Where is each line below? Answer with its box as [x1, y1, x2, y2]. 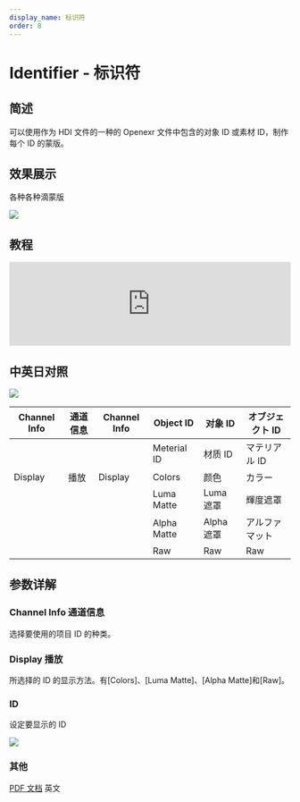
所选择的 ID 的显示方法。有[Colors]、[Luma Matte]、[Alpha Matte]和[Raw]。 [9, 674, 290, 685]
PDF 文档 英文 [9, 782, 61, 793]
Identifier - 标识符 [9, 63, 141, 83]
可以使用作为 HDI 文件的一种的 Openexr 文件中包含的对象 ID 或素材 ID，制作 [9, 126, 289, 137]
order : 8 [9, 21, 42, 30]
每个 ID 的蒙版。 [9, 138, 69, 148]
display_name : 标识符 [9, 13, 86, 22]
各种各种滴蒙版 [9, 191, 64, 202]
